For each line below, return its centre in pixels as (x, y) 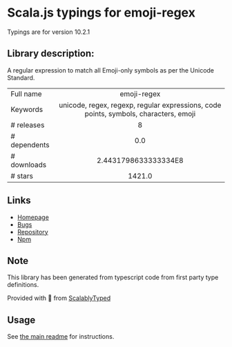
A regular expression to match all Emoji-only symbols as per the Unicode (111, 70)
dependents (30, 144)
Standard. (21, 77)
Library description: (51, 54)
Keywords (27, 109)
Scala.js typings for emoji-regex (101, 13)
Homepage (33, 217)
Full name (27, 93)
